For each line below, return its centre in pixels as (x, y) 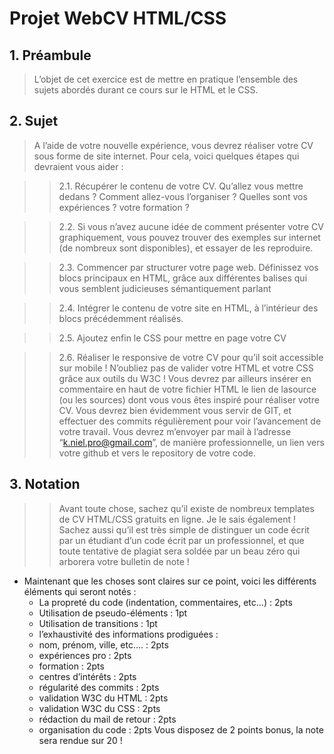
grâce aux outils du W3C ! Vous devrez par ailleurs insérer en (185, 378)
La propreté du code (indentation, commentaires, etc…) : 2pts (165, 602)
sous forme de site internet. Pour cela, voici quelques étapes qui (166, 156)
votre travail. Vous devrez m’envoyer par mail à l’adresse (175, 431)
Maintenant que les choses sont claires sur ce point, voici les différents (170, 581)
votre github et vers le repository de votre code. (157, 453)
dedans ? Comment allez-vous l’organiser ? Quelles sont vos (183, 196)
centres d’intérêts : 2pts (87, 676)
